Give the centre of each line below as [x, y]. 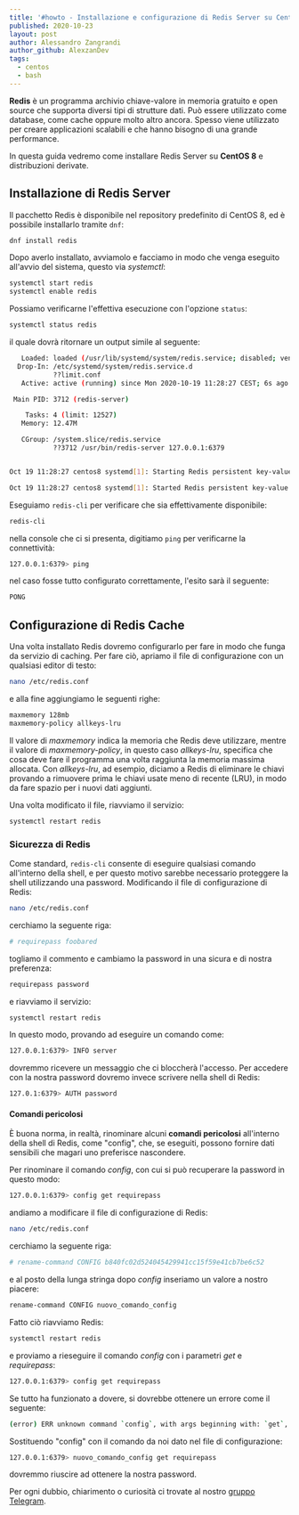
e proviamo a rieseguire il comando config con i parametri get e [126, 1356]
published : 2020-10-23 [51, 26]
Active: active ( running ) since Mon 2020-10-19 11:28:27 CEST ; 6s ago [155, 383]
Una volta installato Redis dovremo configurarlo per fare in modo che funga [148, 647]
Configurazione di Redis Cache [97, 625]
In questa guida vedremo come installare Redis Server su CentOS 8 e [137, 156]
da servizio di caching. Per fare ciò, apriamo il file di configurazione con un [147, 656]
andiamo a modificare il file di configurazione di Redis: [109, 1213]
